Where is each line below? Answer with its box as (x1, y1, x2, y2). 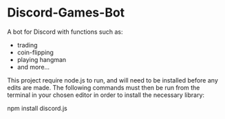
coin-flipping (17, 48, 54, 56)
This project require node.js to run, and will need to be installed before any (7, 76, 219, 84)
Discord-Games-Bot (7, 5, 125, 21)
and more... (17, 63, 50, 71)
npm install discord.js (7, 104, 67, 112)
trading (17, 41, 38, 49)
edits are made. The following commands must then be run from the (7, 83, 200, 91)
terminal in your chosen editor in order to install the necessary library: (7, 91, 205, 99)
